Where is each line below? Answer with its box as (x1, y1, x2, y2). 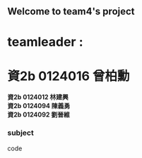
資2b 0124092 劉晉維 (7, 110, 71, 119)
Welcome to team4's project (7, 6, 136, 18)
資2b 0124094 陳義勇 (7, 101, 71, 110)
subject (7, 128, 34, 138)
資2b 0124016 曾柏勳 (7, 68, 130, 84)
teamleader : (7, 34, 83, 50)
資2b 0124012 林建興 (7, 93, 69, 101)
